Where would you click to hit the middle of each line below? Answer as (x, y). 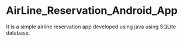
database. (18, 32)
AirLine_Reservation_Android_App (92, 11)
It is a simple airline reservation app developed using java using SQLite (91, 27)
